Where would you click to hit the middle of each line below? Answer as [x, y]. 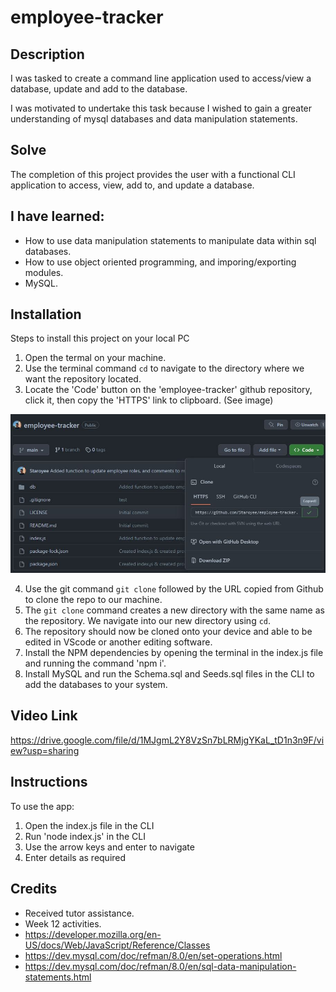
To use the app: [42, 806]
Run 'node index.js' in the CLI [85, 836]
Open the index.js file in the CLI [89, 825]
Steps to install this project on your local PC [100, 338]
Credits [34, 889]
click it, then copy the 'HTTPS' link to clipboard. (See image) [149, 400]
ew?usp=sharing [45, 750]
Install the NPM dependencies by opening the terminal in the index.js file [174, 653]
